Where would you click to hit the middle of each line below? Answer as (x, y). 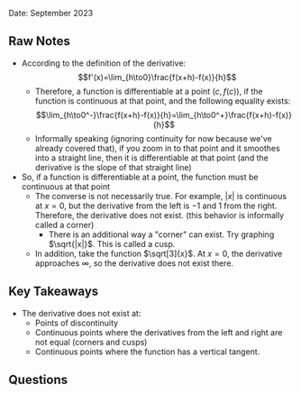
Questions (38, 380)
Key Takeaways (54, 292)
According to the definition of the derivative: (104, 63)
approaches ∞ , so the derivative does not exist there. (134, 263)
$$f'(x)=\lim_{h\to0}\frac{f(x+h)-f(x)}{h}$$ (157, 77)
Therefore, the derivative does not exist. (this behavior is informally (160, 215)
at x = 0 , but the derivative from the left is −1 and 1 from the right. (156, 206)
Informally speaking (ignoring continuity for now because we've (153, 138)
